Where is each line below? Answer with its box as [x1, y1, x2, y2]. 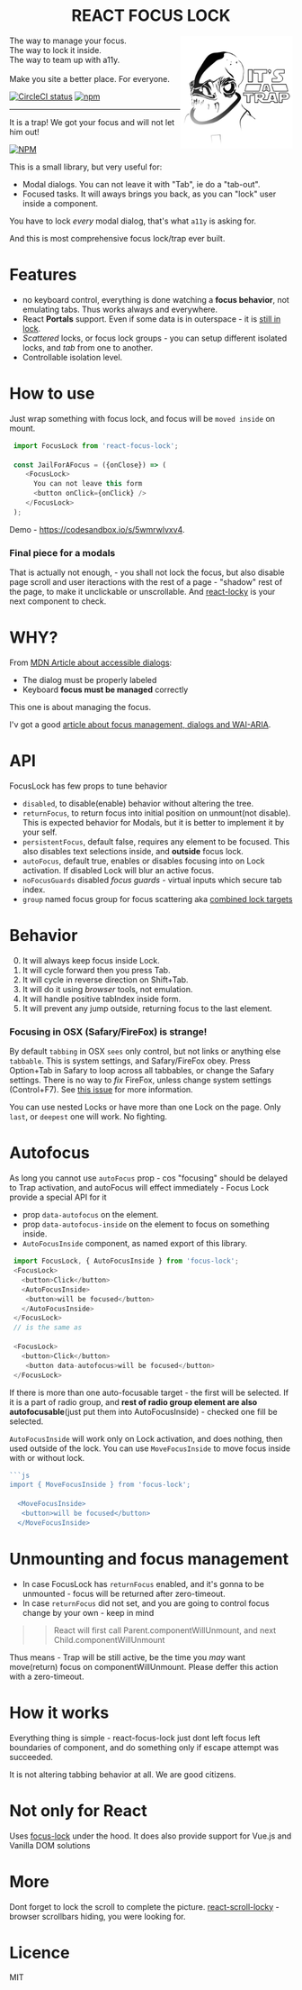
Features [9, 265, 77, 285]
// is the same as [13, 1323, 83, 1332]
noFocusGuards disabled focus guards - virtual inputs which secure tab [22, 874, 282, 885]
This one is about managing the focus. [9, 702, 151, 713]
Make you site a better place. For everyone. [9, 73, 171, 84]
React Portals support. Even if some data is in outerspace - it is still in [22, 313, 281, 324]
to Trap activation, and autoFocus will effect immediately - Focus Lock [9, 1182, 270, 1193]
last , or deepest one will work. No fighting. [9, 1111, 168, 1122]
